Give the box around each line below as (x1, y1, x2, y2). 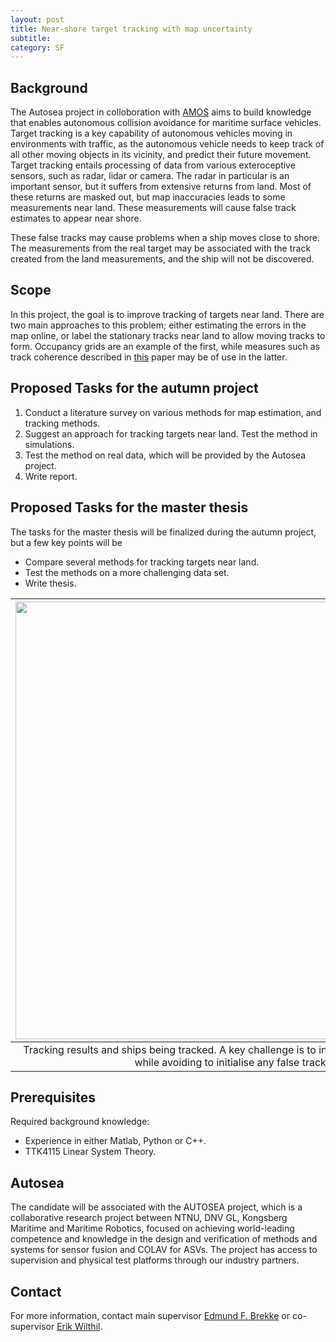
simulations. (24, 438, 75, 450)
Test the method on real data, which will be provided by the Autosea (24, 449, 307, 461)
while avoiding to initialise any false (134, 1055, 300, 1069)
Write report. (24, 470, 78, 482)
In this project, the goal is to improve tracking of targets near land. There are (10, 308, 325, 320)
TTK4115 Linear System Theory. (24, 1146, 157, 1158)
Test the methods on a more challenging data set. (24, 566, 230, 578)
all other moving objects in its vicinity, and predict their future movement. (10, 149, 312, 161)
